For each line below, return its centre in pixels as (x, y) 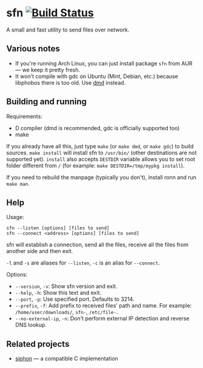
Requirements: (24, 116)
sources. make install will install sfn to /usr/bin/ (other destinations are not (101, 153)
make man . (18, 183)
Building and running (46, 102)
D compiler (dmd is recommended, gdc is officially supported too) (97, 128)
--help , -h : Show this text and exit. (58, 293)
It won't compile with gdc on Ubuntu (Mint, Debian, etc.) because (97, 76)
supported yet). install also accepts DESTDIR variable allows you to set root (101, 159)
